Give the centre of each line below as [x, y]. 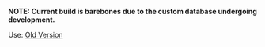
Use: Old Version [36, 35]
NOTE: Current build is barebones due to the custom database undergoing [132, 11]
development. [32, 20]
